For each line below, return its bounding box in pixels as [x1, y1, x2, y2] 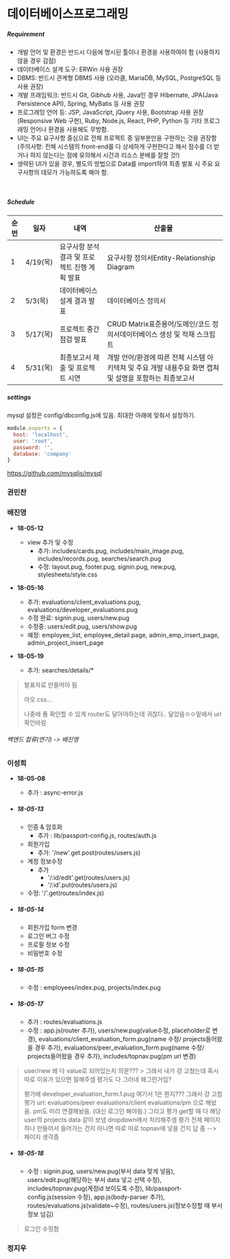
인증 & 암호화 [27, 823, 63, 831]
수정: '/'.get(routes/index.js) [27, 889, 105, 897]
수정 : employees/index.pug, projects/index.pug [27, 984, 161, 992]
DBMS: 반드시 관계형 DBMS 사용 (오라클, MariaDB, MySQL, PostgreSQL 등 [16, 73, 221, 82]
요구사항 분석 [59, 242, 100, 251]
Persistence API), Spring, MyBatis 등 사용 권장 [16, 100, 145, 108]
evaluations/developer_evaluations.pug [27, 605, 138, 613]
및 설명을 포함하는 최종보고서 [107, 374, 195, 383]
